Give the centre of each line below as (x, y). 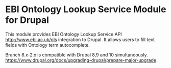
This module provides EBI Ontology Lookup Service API (64, 34)
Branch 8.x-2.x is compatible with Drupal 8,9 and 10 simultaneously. (77, 55)
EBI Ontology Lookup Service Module (86, 9)
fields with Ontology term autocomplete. (48, 45)
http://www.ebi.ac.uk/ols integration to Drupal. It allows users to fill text (80, 40)
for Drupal (27, 20)
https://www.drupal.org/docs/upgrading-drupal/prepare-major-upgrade (81, 60)
